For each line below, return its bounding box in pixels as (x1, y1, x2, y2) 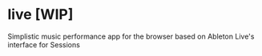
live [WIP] (7, 6, 74, 24)
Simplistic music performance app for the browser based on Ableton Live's (7, 32, 255, 41)
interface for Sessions (7, 39, 81, 49)
